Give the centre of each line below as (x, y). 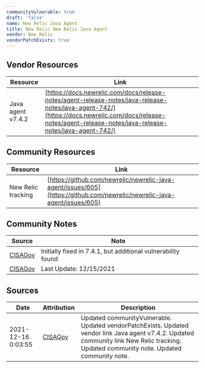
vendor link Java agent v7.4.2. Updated (137, 333)
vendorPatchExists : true (38, 40)
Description (138, 308)
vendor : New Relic (30, 35)
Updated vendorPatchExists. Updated (135, 325)
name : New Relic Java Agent (42, 23)
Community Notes (42, 224)
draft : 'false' (26, 18)
